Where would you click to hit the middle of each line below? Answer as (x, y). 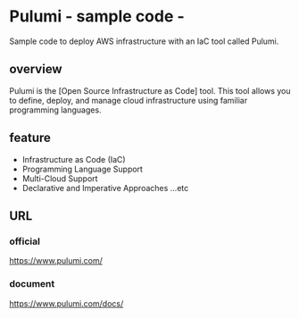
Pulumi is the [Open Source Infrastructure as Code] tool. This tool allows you (150, 90)
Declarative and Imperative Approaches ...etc (105, 188)
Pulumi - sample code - (97, 17)
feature (30, 138)
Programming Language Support (82, 169)
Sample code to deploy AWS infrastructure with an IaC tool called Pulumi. (144, 41)
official (25, 241)
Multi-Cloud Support (60, 178)
